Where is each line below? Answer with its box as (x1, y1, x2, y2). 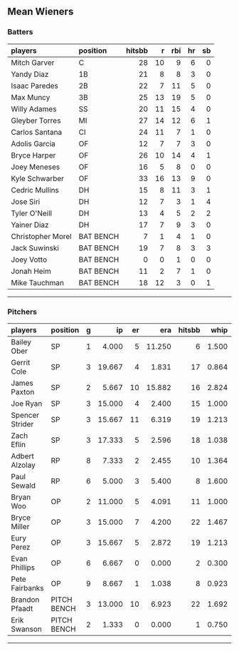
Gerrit (11, 357, 31, 367)
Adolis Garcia (11, 138, 55, 148)
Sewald (11, 481, 36, 491)
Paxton (11, 386, 35, 396)
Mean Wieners (7, 6, 74, 18)
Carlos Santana (11, 127, 63, 137)
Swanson (11, 624, 43, 634)
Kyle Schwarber (11, 173, 65, 183)
